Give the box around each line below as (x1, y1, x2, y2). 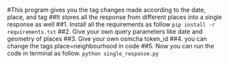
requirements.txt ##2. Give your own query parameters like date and (7, 27, 203, 35)
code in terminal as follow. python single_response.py (7, 49, 159, 57)
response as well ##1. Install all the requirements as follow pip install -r (7, 20, 215, 28)
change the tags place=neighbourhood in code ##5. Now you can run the (7, 42, 215, 50)
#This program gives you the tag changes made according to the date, (7, 6, 206, 14)
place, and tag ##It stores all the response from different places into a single (7, 13, 222, 21)
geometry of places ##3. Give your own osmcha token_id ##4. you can (7, 35, 207, 43)
